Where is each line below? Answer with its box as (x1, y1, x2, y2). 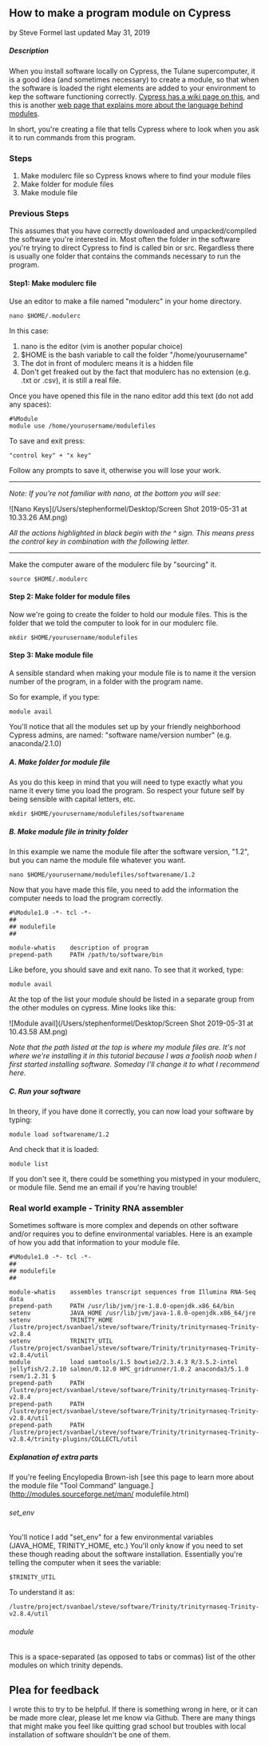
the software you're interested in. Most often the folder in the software (9, 235, 240, 244)
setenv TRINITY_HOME (9, 1316, 113, 1324)
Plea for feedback (9, 1683, 99, 1696)
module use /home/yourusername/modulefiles (9, 422, 156, 430)
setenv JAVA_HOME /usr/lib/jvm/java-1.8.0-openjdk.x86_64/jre (9, 1309, 256, 1318)
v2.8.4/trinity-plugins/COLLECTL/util (9, 1435, 138, 1443)
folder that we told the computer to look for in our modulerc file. (9, 618, 219, 628)
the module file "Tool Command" (9, 1481, 117, 1491)
